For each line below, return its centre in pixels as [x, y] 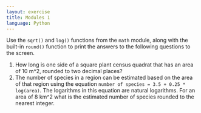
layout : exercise [28, 12]
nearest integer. [35, 103]
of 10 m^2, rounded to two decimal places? [69, 71]
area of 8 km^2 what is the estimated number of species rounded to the [104, 97]
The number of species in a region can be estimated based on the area [104, 78]
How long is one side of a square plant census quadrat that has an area [104, 65]
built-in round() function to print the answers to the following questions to [98, 47]
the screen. [21, 53]
